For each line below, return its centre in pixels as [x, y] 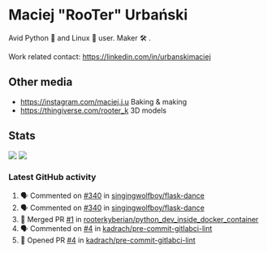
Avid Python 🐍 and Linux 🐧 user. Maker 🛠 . [80, 37]
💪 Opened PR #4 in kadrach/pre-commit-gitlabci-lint [108, 240]
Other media [41, 82]
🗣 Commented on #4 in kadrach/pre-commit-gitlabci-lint [116, 228]
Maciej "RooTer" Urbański [98, 15]
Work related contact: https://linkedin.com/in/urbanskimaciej [110, 56]
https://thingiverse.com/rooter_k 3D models [93, 110]
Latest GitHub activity [52, 178]
